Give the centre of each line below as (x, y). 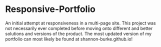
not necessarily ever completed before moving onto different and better (79, 28)
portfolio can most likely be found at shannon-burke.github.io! (69, 39)
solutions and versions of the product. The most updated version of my (78, 33)
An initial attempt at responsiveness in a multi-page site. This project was (80, 23)
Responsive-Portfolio (50, 9)
